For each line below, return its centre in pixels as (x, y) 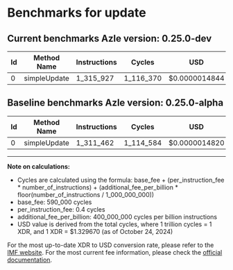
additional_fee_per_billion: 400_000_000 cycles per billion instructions (117, 217)
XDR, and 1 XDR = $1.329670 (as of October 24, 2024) (95, 231)
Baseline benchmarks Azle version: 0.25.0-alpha (115, 103)
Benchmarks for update (77, 13)
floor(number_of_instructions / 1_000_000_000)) (86, 194)
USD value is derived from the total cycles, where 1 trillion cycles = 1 (114, 224)
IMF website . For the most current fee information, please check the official (115, 252)
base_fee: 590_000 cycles (54, 202)
